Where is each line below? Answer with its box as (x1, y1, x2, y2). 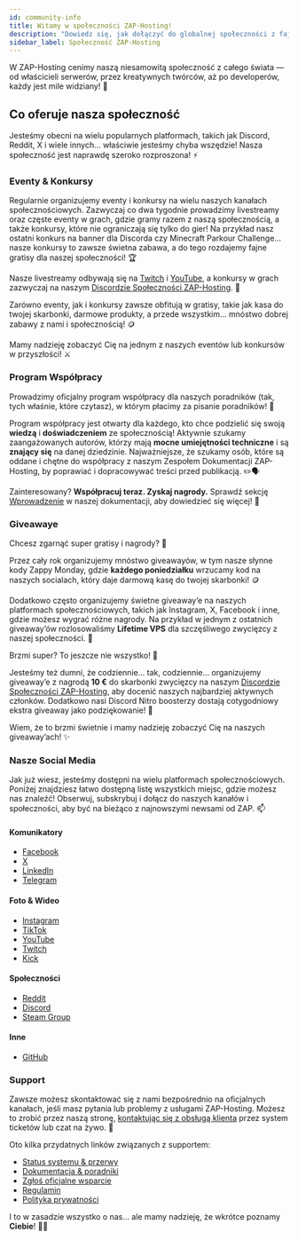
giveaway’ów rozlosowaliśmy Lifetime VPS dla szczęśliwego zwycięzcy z (9, 623, 278, 634)
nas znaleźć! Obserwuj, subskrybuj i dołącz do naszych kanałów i (9, 794, 249, 804)
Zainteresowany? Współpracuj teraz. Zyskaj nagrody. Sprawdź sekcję (9, 486, 269, 497)
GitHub (21, 1052, 49, 1062)
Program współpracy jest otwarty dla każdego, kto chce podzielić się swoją (9, 418, 286, 429)
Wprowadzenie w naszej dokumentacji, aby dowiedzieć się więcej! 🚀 (9, 495, 260, 506)
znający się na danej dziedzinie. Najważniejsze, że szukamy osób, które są (9, 446, 285, 457)
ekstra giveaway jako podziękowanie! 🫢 (9, 705, 153, 715)
